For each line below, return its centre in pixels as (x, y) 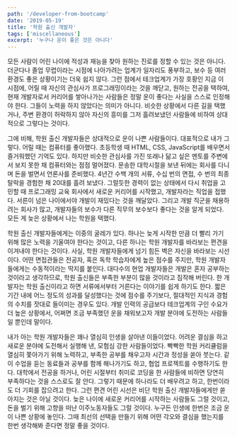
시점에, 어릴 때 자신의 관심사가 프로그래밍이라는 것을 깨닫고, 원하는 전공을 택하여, (118, 88)
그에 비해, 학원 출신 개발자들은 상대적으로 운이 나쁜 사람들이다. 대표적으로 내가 (115, 138)
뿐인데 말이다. (34, 322)
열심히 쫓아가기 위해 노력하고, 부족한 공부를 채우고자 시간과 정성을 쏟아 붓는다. (115, 354)
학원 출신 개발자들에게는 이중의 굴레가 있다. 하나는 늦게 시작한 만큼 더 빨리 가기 (116, 233)
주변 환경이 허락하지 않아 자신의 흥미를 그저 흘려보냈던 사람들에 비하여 (118, 115)
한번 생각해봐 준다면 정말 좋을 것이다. (58, 425)
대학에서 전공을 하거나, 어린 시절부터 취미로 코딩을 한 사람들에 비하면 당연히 (120, 372)
